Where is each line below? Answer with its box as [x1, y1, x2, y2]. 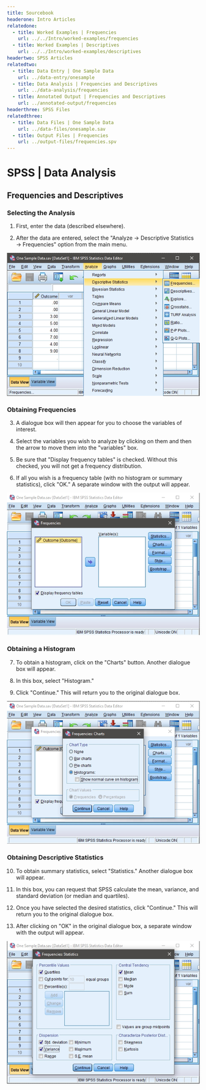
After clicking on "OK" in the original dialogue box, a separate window [15, 922, 192, 929]
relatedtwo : [7, 61, 37, 67]
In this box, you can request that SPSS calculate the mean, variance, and [15, 885, 199, 893]
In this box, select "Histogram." [15, 677, 94, 684]
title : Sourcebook [7, 10, 54, 16]
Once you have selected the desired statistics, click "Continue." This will [15, 904, 198, 911]
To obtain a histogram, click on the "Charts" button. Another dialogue [15, 658, 191, 666]
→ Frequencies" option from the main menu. [15, 241, 128, 248]
